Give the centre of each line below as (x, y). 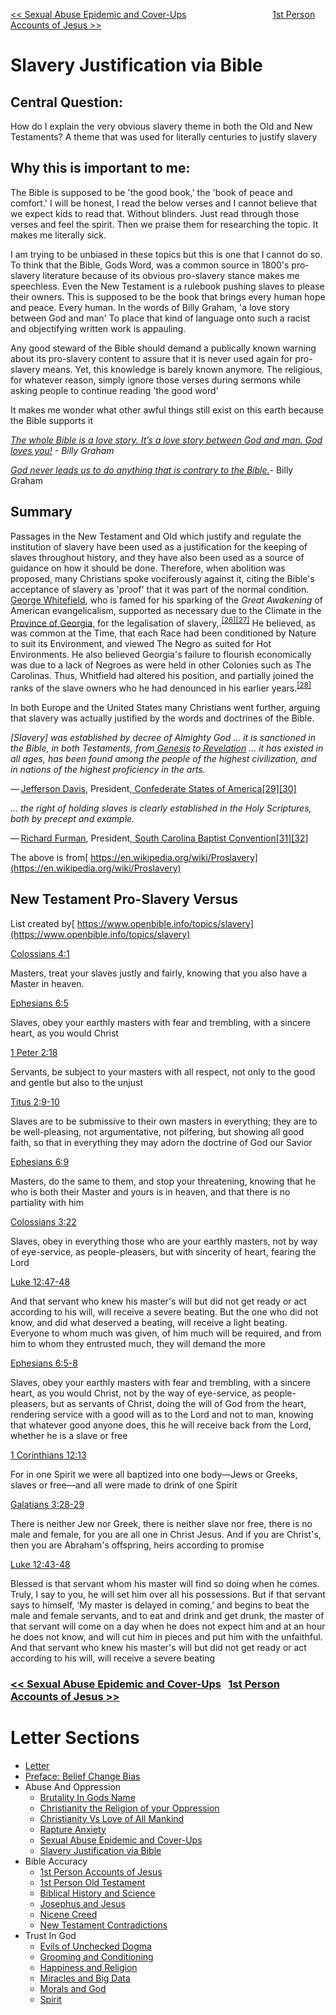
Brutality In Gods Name (87, 1797)
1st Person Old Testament (92, 1882)
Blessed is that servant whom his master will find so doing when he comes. (165, 1583)
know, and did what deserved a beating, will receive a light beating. (149, 1322)
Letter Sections (75, 1737)
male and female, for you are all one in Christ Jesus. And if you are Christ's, (166, 1534)
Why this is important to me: (100, 168)
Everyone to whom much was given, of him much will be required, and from (166, 1333)
